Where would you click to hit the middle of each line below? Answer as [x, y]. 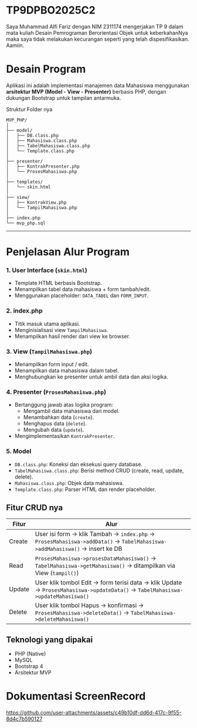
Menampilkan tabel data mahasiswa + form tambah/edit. [83, 290]
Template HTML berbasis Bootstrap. [58, 283]
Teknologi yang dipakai [50, 639]
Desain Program [46, 69]
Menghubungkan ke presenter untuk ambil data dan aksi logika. [91, 377]
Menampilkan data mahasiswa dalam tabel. [67, 370]
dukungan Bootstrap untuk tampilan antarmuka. [64, 98]
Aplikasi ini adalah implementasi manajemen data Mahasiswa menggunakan [98, 85]
